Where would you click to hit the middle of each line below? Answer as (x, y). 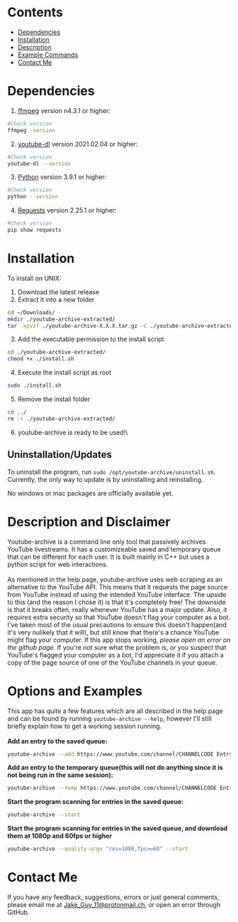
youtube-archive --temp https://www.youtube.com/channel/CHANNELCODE (112, 788)
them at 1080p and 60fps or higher (59, 836)
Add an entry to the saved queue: (57, 741)
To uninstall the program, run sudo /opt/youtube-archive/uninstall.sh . (112, 472)
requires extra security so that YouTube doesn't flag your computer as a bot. (119, 617)
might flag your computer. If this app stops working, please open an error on (119, 640)
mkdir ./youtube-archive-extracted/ (61, 319)
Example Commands (48, 55)
